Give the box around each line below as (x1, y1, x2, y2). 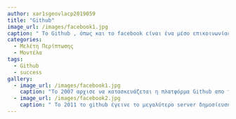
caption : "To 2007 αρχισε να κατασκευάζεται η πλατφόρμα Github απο (20, 88, 225, 95)
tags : (7, 56, 23, 63)
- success (13, 69, 42, 76)
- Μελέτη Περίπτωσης (13, 43, 74, 50)
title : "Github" (7, 17, 55, 24)
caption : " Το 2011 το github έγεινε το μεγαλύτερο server (20, 101, 197, 108)
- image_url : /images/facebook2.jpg (13, 95, 121, 102)
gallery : (7, 75, 33, 83)
